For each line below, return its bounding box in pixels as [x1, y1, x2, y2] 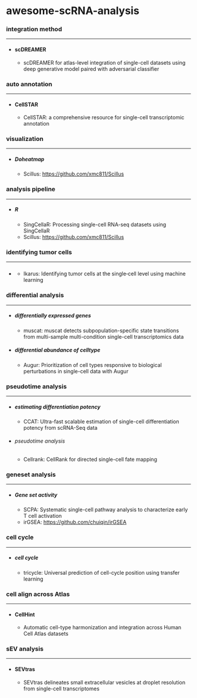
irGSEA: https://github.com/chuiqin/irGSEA [23, 518, 127, 526]
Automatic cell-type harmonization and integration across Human [23, 624, 182, 631]
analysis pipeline [6, 185, 56, 193]
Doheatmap [14, 156, 45, 163]
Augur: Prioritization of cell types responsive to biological [23, 361, 162, 368]
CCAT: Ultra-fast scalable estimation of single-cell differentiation [23, 418, 180, 425]
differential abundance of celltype [14, 346, 101, 353]
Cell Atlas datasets [23, 630, 69, 638]
